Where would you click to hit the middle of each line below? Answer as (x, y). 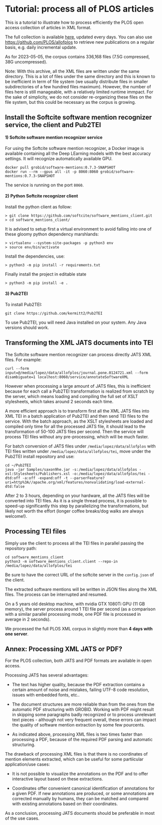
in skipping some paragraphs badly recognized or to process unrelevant (84, 715)
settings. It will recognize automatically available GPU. (59, 158)
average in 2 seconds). (28, 619)
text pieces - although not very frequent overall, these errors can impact (84, 720)
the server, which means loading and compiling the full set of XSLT (72, 396)
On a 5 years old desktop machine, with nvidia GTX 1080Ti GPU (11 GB (75, 604)
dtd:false (15, 486)
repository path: (21, 548)
